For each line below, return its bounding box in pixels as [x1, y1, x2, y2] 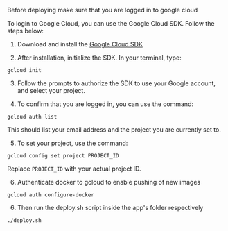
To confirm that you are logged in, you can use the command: [17, 100, 194, 108]
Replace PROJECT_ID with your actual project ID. [7, 164, 141, 173]
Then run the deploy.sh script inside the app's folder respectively [17, 204, 204, 212]
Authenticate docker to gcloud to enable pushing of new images [17, 178, 201, 186]
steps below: [7, 27, 44, 35]
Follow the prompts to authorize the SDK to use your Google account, [17, 79, 216, 87]
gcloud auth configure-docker [7, 191, 95, 198]
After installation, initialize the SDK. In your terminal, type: [17, 53, 182, 62]
